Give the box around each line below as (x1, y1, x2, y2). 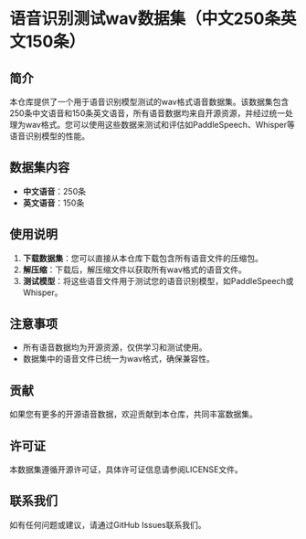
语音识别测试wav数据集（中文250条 (9, 8, 281, 29)
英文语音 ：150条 (22, 197, 85, 208)
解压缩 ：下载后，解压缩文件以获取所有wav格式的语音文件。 (22, 264, 247, 275)
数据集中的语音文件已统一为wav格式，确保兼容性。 (22, 354, 215, 365)
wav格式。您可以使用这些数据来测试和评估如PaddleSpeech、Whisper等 (25, 120, 295, 130)
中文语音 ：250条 (22, 185, 87, 196)
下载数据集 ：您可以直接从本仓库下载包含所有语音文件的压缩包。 (22, 252, 263, 263)
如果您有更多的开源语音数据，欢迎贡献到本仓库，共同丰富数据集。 (9, 408, 258, 420)
